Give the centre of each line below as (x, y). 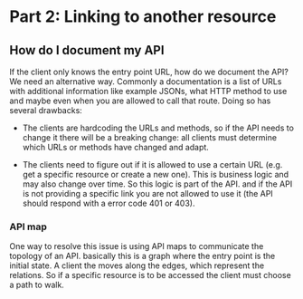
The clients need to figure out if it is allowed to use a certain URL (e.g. (152, 164)
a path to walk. (37, 285)
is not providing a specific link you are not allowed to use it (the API (147, 193)
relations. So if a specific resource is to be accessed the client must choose (150, 275)
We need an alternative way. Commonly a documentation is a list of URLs (146, 82)
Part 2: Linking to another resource (143, 17)
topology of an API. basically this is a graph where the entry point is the (142, 256)
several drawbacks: (46, 110)
